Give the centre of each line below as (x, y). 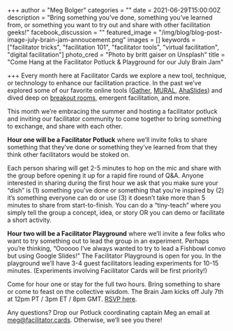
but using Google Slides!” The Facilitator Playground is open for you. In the (114, 256)
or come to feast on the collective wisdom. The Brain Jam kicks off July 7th (115, 292)
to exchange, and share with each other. (65, 126)
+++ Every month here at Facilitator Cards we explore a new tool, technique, (117, 75)
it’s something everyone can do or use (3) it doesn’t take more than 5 (106, 198)
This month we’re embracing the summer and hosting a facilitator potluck (112, 111)
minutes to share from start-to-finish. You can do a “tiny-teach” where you (114, 205)
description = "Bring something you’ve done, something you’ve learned (110, 17)
